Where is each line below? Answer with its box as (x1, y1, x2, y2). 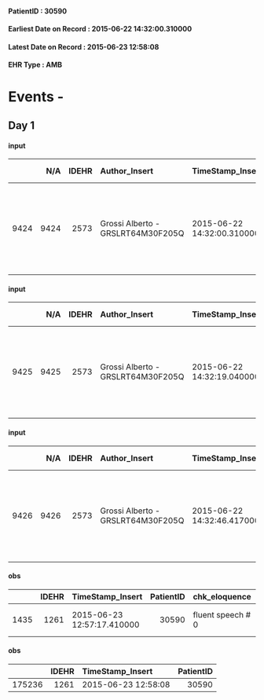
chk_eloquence (192, 591, 251, 602)
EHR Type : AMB (8, 60, 63, 70)
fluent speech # (192, 609, 251, 620)
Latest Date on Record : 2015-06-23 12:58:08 (8, 42, 159, 51)
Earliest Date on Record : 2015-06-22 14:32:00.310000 (8, 24, 192, 34)
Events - (8, 87, 64, 105)
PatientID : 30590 (8, 6, 68, 16)
